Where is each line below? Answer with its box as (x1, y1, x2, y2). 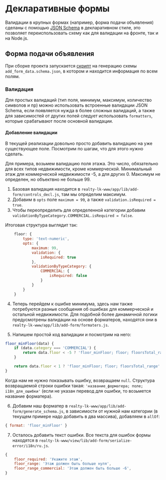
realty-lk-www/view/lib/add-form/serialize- (39, 438, 132, 443)
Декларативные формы (5, 3, 110, 14)
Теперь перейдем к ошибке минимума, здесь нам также (12, 301, 133, 307)
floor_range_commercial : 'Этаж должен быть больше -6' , (14, 466, 132, 471)
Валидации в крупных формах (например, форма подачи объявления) (5, 19, 154, 25)
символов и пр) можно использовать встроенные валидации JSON (5, 102, 148, 108)
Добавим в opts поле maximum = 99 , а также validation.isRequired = (12, 197, 156, 203)
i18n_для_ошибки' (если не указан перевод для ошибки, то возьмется (5, 388, 151, 394)
